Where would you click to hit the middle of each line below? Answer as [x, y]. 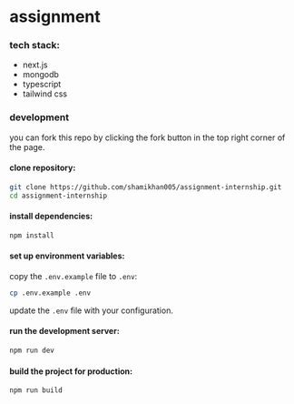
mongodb [40, 75]
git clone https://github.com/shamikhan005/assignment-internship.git [146, 187]
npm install [32, 235]
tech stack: [35, 45]
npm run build [36, 390]
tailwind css [45, 94]
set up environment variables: [67, 256]
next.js [35, 65]
